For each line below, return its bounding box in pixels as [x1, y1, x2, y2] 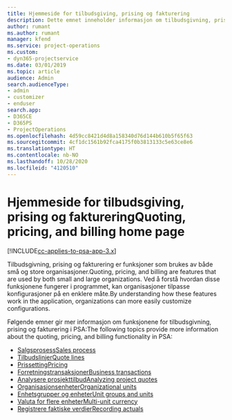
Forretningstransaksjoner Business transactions [17, 367, 152, 376]
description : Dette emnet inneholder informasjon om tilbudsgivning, [7, 17, 212, 24]
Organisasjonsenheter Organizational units [17, 382, 137, 391]
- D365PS [7, 119, 32, 127]
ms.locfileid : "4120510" [7, 164, 79, 172]
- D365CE [7, 113, 32, 120]
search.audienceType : [7, 81, 70, 88]
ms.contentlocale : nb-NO [7, 152, 79, 159]
